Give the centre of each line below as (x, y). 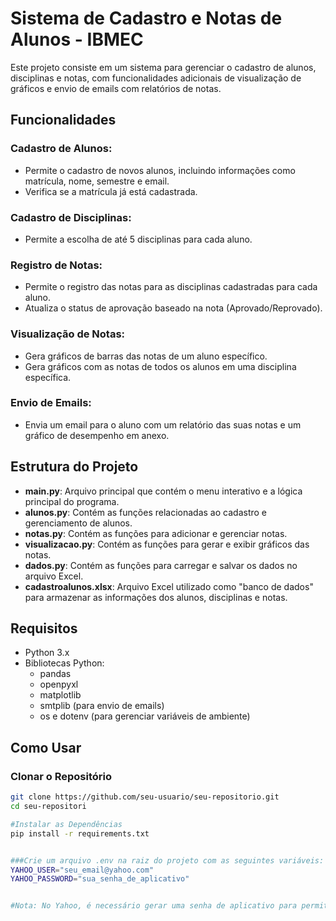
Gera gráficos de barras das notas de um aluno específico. (146, 356)
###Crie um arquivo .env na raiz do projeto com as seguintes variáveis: (167, 860)
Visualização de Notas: (68, 334)
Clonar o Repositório (61, 776)
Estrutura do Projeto (74, 467)
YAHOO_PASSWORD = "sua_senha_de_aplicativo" (100, 879)
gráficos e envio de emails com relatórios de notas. (116, 88)
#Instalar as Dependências (66, 824)
